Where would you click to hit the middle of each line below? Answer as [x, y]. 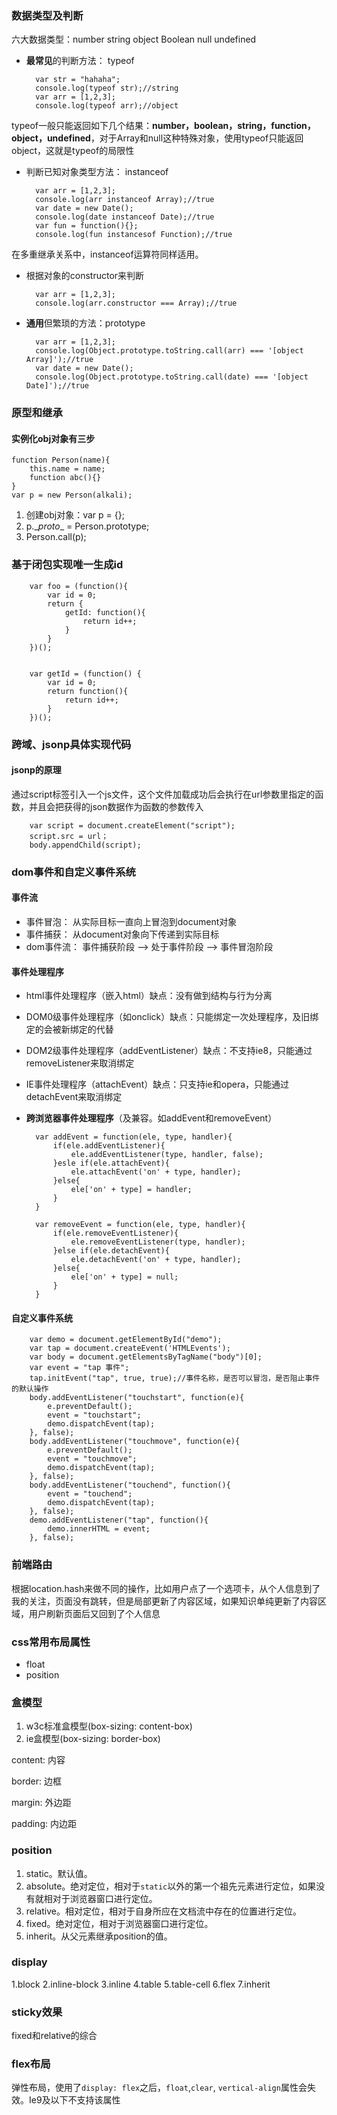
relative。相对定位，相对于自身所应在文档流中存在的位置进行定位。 [163, 1911]
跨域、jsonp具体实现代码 [71, 744]
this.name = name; [67, 469]
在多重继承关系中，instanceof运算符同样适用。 [107, 254]
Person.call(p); [56, 537]
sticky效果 [37, 2012]
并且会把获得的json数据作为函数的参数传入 [116, 806]
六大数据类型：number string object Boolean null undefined [134, 39]
